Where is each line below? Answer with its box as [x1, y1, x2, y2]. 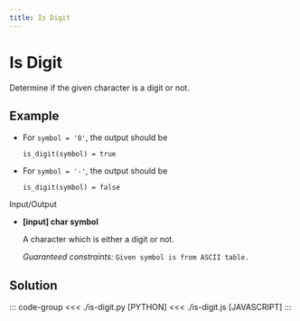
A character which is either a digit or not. [22, 234, 174, 245]
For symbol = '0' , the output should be [22, 132, 168, 143]
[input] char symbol [22, 216, 99, 227]
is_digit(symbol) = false [22, 183, 120, 193]
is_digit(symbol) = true [22, 150, 117, 159]
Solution [9, 278, 58, 293]
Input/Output [9, 199, 57, 210]
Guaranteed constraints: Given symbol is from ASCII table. [22, 251, 250, 262]
